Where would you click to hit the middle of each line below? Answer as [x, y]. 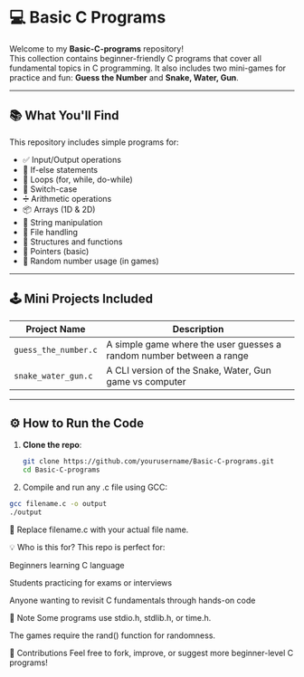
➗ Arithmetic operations [67, 198]
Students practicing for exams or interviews [91, 582]
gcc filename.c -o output [58, 504]
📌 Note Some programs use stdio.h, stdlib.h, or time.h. [110, 617]
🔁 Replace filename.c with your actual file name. [99, 529]
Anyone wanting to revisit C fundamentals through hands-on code [133, 600]
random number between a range [177, 356]
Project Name [56, 329]
